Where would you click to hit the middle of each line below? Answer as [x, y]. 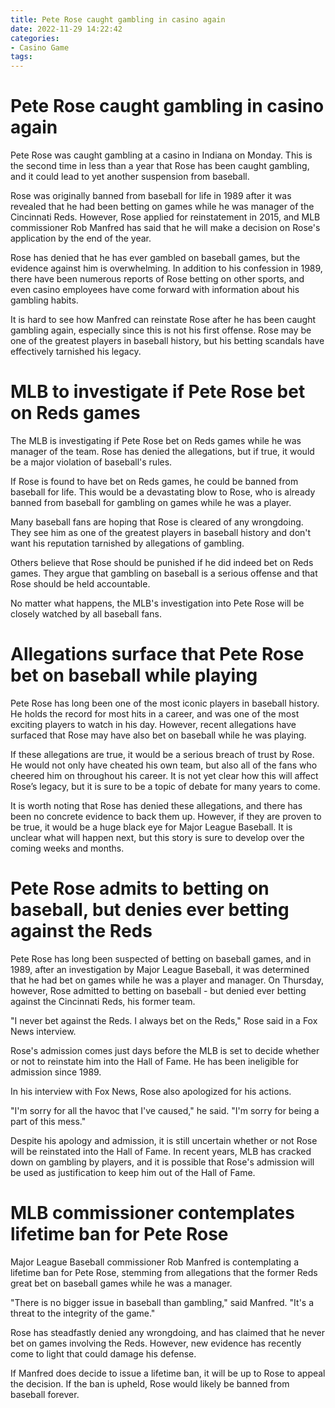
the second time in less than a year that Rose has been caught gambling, [160, 166]
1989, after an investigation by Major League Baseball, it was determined [160, 969]
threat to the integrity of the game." [83, 1313]
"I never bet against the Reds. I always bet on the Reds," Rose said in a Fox [164, 1020]
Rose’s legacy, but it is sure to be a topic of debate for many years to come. [165, 786]
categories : [35, 38]
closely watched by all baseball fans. [86, 614]
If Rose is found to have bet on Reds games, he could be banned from [154, 481]
